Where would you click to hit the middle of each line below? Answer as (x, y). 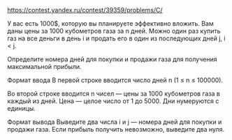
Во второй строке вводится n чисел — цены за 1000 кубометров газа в (114, 94)
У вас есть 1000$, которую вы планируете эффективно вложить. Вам (111, 23)
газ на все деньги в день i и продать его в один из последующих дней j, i (116, 38)
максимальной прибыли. (44, 67)
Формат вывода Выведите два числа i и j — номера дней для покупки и (115, 122)
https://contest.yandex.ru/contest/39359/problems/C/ (85, 10)
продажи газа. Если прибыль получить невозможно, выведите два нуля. (116, 129)
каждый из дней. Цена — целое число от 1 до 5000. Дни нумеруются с (113, 101)
